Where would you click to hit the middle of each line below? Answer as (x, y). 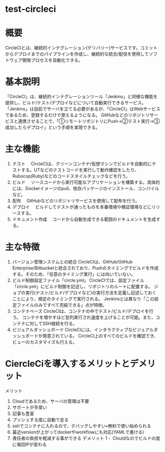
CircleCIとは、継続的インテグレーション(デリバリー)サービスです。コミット (81, 48)
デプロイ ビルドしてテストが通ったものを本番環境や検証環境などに (82, 207)
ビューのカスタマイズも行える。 (45, 342)
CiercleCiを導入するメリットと (67, 364)
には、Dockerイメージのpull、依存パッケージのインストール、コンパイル (85, 188)
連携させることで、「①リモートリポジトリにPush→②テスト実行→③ (89, 121)
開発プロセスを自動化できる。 (52, 60)
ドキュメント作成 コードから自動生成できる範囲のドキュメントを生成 (84, 219)
